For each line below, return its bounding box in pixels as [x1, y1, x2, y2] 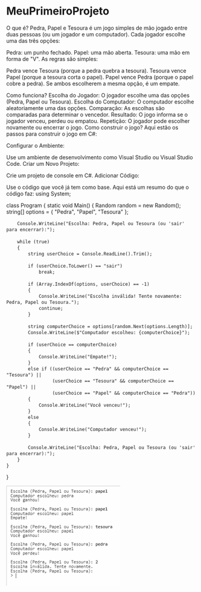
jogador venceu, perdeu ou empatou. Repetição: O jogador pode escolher [6, 117, 190, 125]
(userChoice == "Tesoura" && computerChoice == [52, 378, 174, 384]
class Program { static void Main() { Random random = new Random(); [6, 202, 181, 209]
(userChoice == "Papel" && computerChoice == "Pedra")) [52, 390, 196, 396]
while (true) [17, 238, 50, 245]
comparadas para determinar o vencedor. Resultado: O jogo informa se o [6, 111, 188, 118]
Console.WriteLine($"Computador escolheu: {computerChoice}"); [28, 329, 190, 335]
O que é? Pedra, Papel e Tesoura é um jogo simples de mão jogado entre [6, 24, 188, 31]
